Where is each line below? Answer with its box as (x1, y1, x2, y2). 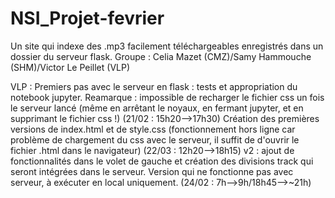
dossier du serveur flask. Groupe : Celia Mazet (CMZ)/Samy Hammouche (10, 50, 312, 62)
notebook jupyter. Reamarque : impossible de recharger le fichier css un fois (10, 91, 325, 103)
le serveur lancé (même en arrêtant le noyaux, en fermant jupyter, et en (10, 102, 304, 114)
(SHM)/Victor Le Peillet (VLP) (10, 61, 131, 73)
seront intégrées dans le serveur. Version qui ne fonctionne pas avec (10, 165, 294, 177)
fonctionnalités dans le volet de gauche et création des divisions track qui (10, 155, 314, 167)
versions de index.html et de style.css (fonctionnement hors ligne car (10, 123, 296, 135)
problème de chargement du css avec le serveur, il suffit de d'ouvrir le (10, 133, 300, 146)
